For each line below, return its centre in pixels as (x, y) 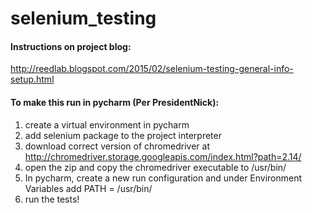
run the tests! (52, 199)
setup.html (32, 79)
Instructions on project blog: (71, 46)
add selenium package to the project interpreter (123, 135)
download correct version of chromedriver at (117, 146)
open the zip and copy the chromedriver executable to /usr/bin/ (155, 167)
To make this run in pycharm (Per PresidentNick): (115, 102)
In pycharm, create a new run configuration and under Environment (163, 178)
